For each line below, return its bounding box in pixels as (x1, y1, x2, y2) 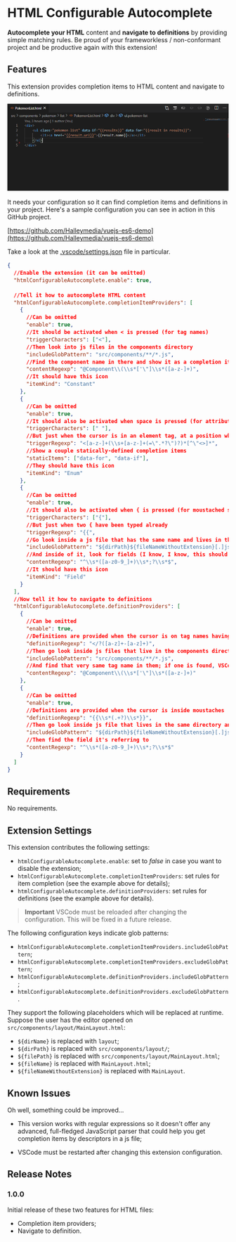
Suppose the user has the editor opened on (7, 1016, 133, 1024)
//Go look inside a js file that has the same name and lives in (25, 536, 222, 543)
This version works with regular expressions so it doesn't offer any (17, 1120, 211, 1127)
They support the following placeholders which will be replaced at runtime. (7, 1009, 224, 1017)
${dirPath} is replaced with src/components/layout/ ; (17, 1044, 170, 1053)
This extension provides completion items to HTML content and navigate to (7, 82, 225, 91)
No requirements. (7, 804, 58, 813)
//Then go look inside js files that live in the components (25, 647, 209, 654)
